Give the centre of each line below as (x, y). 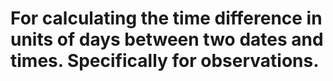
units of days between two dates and (167, 39)
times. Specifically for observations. (165, 61)
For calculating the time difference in (166, 18)
